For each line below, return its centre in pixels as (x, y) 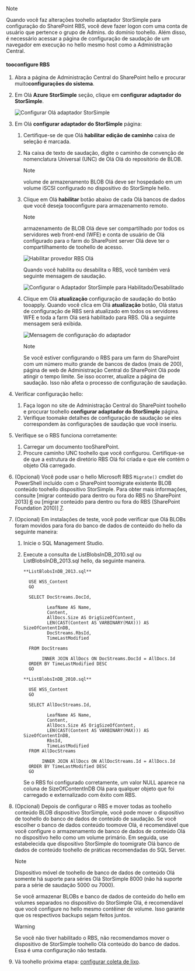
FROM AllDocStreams (52, 751)
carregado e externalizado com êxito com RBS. (80, 795)
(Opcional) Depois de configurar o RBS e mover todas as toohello (93, 806)
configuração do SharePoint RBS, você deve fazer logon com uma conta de (97, 26)
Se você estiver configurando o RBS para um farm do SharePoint (101, 358)
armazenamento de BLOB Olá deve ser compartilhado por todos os (104, 229)
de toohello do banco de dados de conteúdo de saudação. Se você (95, 819)
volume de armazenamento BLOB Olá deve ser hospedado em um (102, 182)
